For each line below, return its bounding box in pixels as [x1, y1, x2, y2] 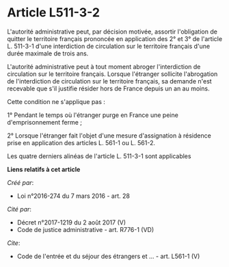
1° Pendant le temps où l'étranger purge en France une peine [7, 111, 179, 119]
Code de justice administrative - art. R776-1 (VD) [16, 225, 154, 233]
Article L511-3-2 [7, 5, 100, 21]
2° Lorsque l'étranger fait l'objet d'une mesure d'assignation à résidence [7, 131, 212, 140]
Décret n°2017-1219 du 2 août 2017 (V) [16, 218, 126, 227]
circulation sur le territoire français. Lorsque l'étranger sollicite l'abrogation [7, 70, 218, 78]
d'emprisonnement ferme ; [7, 118, 83, 126]
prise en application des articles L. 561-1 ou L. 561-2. [7, 138, 156, 147]
